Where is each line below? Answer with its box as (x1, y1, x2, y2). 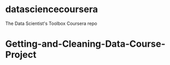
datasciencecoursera (5, 4, 98, 15)
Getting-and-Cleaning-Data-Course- (5, 38, 166, 50)
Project (5, 49, 37, 60)
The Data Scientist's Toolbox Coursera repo (5, 20, 98, 26)
